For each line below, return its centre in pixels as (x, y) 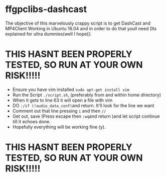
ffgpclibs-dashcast (46, 9)
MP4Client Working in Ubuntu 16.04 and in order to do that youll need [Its (81, 28)
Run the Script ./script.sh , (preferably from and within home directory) (87, 95)
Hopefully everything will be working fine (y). (59, 127)
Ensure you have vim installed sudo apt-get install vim (71, 90)
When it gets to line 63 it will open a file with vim (62, 100)
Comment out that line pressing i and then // (59, 111)
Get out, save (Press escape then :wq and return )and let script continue (86, 116)
